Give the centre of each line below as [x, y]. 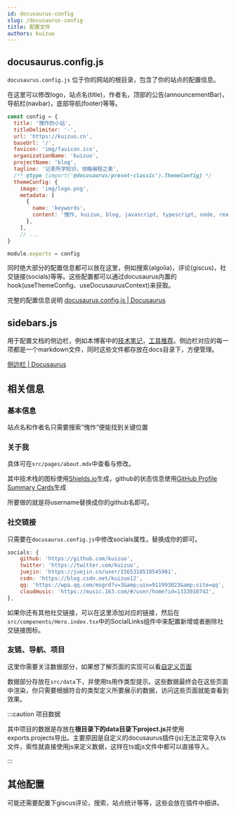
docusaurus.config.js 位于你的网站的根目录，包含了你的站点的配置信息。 [113, 80]
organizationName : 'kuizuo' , [56, 156]
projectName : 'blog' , [45, 162]
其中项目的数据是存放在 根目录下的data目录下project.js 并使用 [96, 729]
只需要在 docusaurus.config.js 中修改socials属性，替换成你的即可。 [104, 539]
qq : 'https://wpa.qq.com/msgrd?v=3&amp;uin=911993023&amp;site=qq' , [122, 585]
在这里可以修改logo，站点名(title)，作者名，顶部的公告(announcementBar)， [118, 95]
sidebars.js [32, 323]
